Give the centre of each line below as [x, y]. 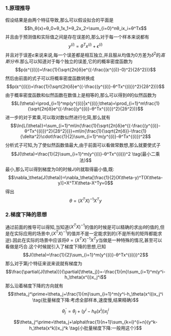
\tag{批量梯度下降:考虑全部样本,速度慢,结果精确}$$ [85, 300]
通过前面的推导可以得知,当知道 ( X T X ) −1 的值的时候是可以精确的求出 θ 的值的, [83, 227]
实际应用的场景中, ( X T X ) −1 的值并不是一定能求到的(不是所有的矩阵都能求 [88, 233]
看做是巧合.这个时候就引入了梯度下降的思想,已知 [56, 246]
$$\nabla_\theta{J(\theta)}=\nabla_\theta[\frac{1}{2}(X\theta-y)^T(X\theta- [85, 177]
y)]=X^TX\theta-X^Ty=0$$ [85, 183]
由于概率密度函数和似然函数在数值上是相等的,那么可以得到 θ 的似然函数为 [81, 95]
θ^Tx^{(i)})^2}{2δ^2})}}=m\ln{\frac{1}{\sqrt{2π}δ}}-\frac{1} [85, 131]
